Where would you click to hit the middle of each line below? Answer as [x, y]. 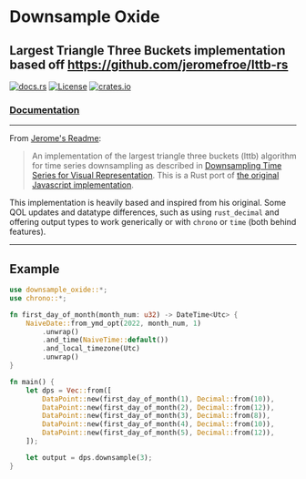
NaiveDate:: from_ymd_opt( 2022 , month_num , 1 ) [114, 323]
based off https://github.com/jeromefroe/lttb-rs [149, 64]
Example [35, 269]
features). [28, 232]
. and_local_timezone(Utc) [92, 349]
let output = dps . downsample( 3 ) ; [89, 457]
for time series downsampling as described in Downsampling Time [157, 166]
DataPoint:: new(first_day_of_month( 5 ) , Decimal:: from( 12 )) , [158, 433]
